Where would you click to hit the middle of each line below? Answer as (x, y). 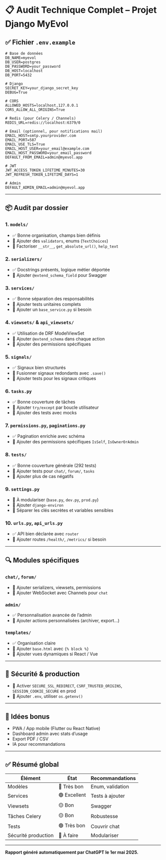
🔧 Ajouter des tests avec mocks (44, 413)
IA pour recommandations (39, 744)
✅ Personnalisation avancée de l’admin (52, 615)
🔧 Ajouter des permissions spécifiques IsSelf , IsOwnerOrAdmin (76, 442)
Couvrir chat (105, 826)
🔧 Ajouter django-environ (38, 505)
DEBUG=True (16, 92)
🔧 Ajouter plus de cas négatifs (43, 476)
